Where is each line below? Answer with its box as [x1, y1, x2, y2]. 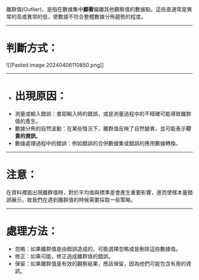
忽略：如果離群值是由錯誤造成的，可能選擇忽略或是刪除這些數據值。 [14, 245, 181, 252]
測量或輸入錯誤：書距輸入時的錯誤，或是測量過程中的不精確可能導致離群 [14, 110, 191, 117]
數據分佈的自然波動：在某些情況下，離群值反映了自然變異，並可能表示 [14, 125, 187, 132]
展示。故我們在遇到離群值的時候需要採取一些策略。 [11, 196, 136, 203]
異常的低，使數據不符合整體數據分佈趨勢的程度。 [26, 13, 146, 20]
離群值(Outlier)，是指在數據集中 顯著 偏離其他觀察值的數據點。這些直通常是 [6, 6, 187, 12]
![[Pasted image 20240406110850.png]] [6, 61, 104, 69]
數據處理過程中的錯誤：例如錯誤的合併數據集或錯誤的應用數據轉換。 [14, 139, 181, 146]
